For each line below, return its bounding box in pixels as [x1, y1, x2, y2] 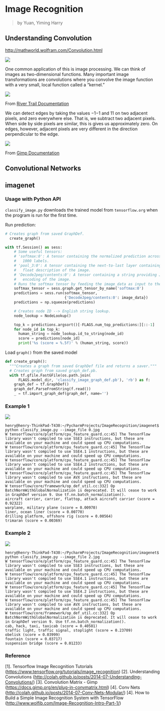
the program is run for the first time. [5, 212, 78, 218]
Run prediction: [5, 222, 36, 227]
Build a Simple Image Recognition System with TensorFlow [5, 695, 124, 701]
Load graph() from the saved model [5, 349, 78, 356]
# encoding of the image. [14, 277, 71, 282]
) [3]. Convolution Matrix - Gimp [33, 679, 98, 685]
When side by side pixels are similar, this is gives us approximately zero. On [5, 120, 158, 126]
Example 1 [5, 403, 30, 410]
